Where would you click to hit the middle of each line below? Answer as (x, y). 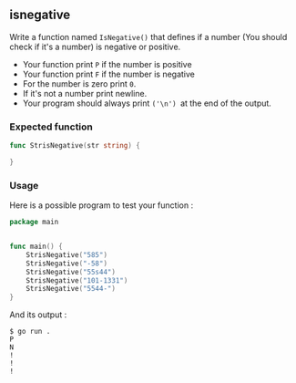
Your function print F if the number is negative (109, 74)
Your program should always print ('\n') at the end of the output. (147, 103)
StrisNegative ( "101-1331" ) (77, 280)
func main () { (36, 247)
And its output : (38, 315)
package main (34, 223)
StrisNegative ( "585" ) (66, 254)
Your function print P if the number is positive (107, 64)
